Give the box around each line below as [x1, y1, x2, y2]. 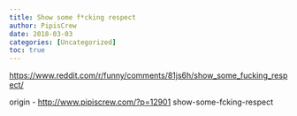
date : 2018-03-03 [9, 29, 73, 38]
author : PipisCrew [9, 21, 77, 30]
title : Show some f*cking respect [9, 12, 137, 22]
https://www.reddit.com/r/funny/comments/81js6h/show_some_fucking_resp [9, 70, 288, 81]
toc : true [9, 46, 46, 55]
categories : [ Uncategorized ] [9, 37, 117, 47]
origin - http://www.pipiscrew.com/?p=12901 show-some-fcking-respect [9, 97, 274, 107]
